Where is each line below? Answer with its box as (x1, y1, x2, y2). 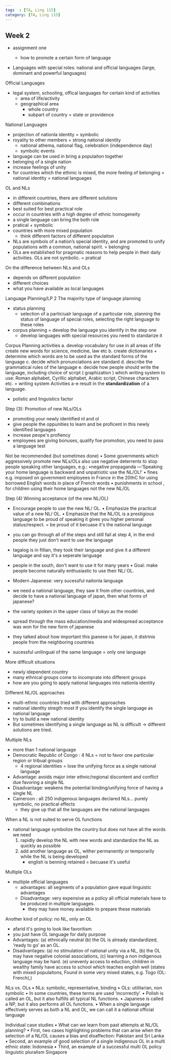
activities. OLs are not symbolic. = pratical (12, 255, 102, 261)
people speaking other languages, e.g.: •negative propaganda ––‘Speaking (5, 464, 163, 470)
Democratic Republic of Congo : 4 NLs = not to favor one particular (12, 752, 154, 758)
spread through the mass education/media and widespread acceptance (12, 618, 163, 625)
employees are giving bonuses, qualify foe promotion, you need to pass (12, 437, 164, 443)
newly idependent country (12, 669, 68, 675)
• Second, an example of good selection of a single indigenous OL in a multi (5, 1038, 165, 1045)
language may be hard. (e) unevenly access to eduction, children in (12, 959, 155, 965)
